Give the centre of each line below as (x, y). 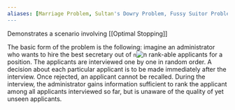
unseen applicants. (35, 99)
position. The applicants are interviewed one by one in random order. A (109, 62)
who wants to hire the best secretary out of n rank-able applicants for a (115, 54)
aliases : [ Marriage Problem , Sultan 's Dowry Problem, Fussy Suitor (108, 14)
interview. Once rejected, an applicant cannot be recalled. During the (106, 77)
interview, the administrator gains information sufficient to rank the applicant (117, 84)
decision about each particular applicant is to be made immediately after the (117, 69)
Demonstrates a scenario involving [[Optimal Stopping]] (87, 33)
